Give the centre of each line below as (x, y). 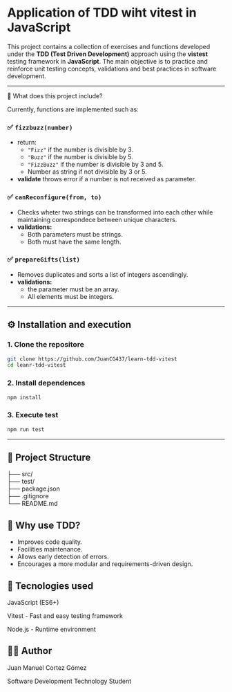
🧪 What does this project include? (55, 95)
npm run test (26, 429)
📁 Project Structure (49, 457)
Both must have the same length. (74, 242)
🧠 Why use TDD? (44, 525)
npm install (24, 397)
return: (27, 143)
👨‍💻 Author (30, 651)
